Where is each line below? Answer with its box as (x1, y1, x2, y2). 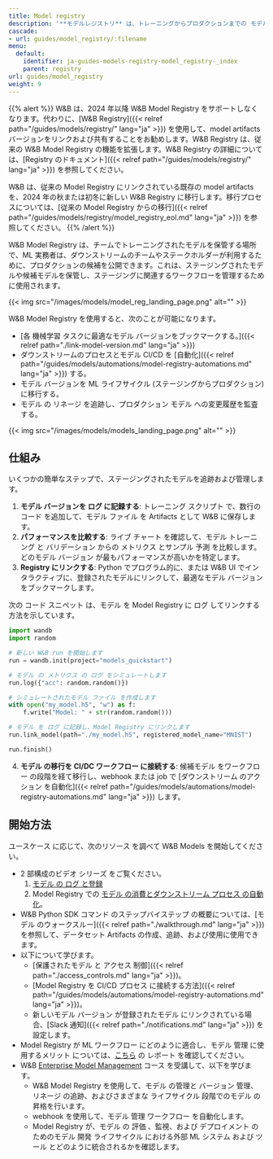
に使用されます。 (8, 280, 65, 290)
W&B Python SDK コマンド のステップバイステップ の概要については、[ (19, 909, 258, 919)
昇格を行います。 (32, 1100, 89, 1111)
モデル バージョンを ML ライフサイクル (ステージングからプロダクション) (19, 378, 265, 388)
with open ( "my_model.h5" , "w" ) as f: (8, 701, 136, 709)
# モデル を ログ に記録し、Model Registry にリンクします (8, 724, 191, 732)
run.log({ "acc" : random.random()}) (8, 679, 129, 687)
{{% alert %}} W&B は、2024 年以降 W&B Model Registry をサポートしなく (8, 103, 258, 113)
